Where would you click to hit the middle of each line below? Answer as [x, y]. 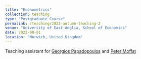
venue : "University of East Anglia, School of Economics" [66, 28]
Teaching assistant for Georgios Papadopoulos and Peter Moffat [70, 51]
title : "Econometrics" [28, 10]
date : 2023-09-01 [23, 32]
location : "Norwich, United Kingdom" [44, 37]
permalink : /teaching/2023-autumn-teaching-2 [53, 23]
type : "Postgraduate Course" [35, 19]
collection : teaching [27, 14]
